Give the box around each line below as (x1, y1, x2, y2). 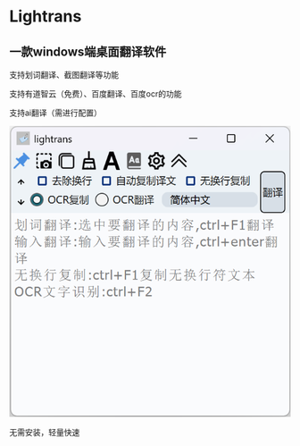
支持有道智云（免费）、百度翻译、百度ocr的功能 (9, 88, 182, 99)
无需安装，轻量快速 (9, 427, 80, 438)
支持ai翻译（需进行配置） (9, 107, 103, 118)
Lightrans (9, 6, 82, 27)
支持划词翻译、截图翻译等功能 (9, 70, 119, 80)
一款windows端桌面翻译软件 (9, 44, 167, 59)
